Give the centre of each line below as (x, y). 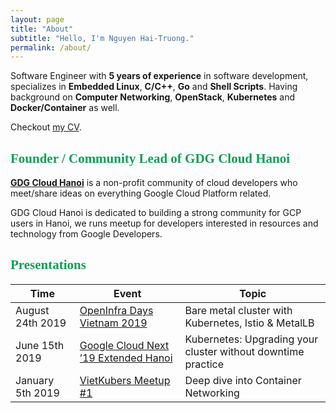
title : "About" (42, 29)
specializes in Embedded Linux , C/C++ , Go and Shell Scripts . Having (154, 87)
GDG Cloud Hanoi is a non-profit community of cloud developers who (154, 183)
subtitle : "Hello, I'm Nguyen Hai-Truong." (102, 38)
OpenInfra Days (116, 310)
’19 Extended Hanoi (126, 358)
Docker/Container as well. (65, 108)
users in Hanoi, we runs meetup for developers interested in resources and (164, 223)
